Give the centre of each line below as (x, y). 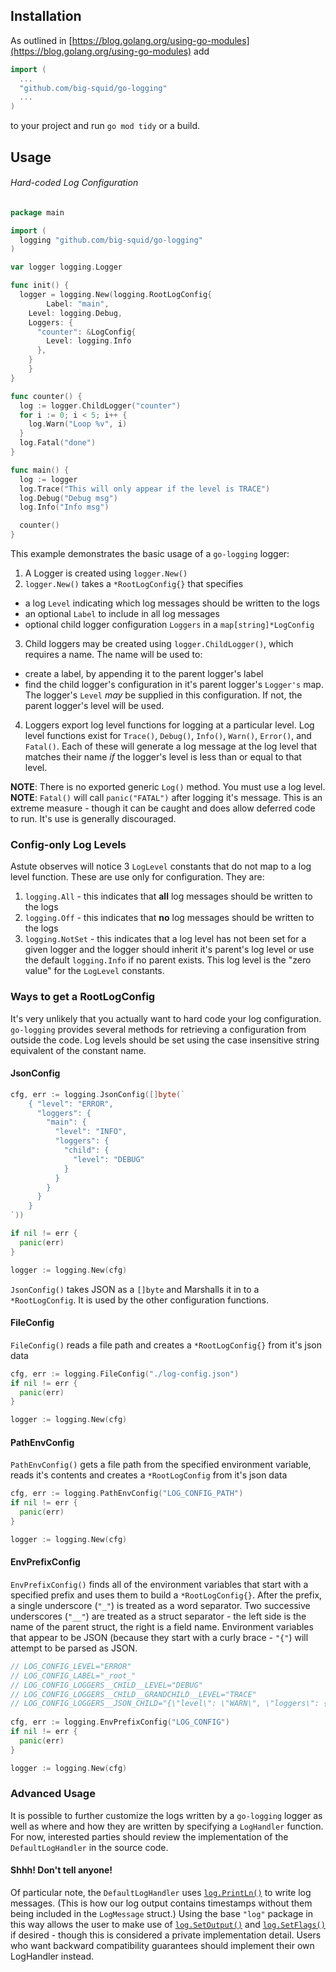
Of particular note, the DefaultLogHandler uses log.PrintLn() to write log (161, 1893)
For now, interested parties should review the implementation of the (149, 1836)
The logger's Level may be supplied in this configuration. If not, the (163, 695)
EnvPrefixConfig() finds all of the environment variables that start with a (159, 1584)
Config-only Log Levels (68, 844)
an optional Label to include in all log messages (122, 614)
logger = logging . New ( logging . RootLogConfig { (116, 295)
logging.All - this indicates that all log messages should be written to (168, 896)
